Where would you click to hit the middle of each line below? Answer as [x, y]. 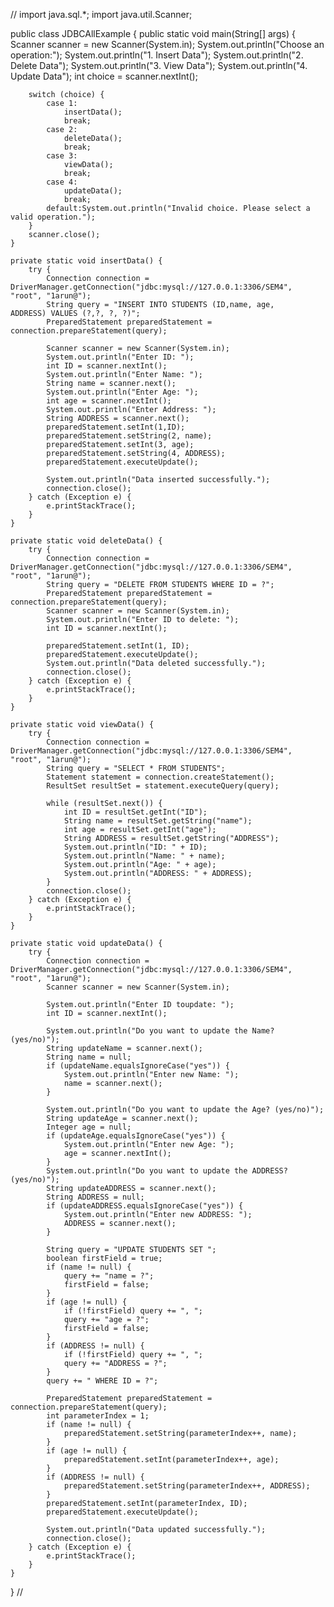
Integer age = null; [89, 1127]
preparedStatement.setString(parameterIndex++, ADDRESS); [187, 1486]
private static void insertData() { [86, 261]
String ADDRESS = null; [95, 1197]
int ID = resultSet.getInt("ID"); [135, 812]
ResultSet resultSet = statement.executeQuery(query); [163, 786]
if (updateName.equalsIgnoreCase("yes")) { [138, 1066]
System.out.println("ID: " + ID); [135, 847]
